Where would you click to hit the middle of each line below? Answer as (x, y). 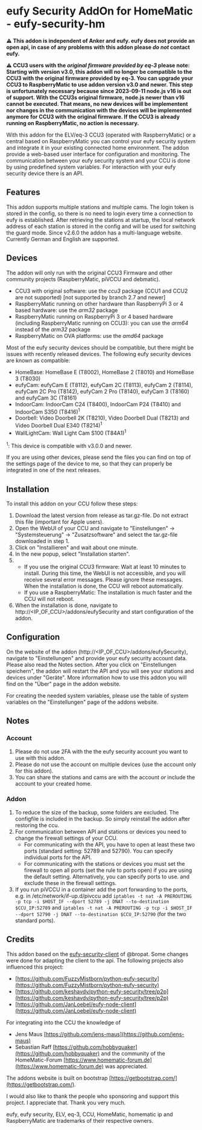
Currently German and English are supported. (63, 239)
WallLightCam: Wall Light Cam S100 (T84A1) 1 (71, 432)
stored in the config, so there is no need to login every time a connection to (99, 213)
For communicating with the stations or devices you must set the (104, 863)
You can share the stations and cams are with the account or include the (105, 777)
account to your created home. (53, 784)
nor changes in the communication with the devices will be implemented (99, 110)
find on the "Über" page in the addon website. (64, 684)
